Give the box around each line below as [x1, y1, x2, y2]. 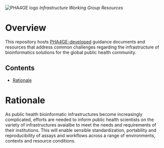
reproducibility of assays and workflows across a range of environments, [5, 132, 155, 138]
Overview [5, 22, 46, 33]
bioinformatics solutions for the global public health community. [5, 49, 136, 55]
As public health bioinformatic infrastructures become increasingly [5, 111, 142, 117]
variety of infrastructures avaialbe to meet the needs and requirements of [5, 121, 156, 127]
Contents [5, 64, 35, 72]
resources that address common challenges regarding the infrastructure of [5, 44, 159, 50]
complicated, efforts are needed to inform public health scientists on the [5, 116, 154, 122]
